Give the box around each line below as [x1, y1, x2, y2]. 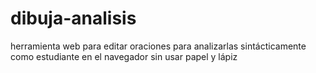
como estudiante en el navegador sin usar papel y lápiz [10, 50, 238, 62]
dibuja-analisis [10, 7, 137, 30]
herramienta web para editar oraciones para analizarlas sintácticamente [10, 40, 307, 52]
